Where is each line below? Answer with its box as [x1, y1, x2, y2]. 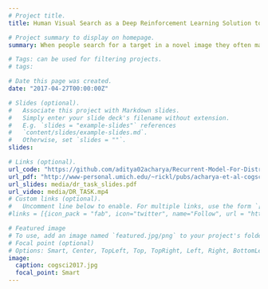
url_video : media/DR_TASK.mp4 [8, 188, 109, 196]
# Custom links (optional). [8, 195, 102, 204]
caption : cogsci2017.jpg [15, 261, 98, 270]
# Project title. [8, 11, 66, 20]
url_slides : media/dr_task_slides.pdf [8, 180, 137, 188]
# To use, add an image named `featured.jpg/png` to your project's [8, 232, 241, 240]
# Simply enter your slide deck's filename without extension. [8, 113, 230, 122]
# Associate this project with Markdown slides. [8, 106, 180, 114]
